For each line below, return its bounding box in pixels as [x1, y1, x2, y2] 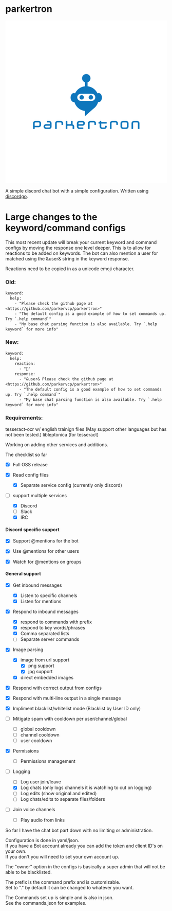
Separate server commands [20, 636, 80, 642]
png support [28, 662, 55, 669]
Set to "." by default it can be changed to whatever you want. [5, 884, 134, 890]
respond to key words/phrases [20, 625, 86, 631]
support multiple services [12, 492, 67, 498]
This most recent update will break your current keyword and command [5, 239, 157, 245]
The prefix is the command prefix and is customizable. [5, 879, 121, 885]
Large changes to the [5, 212, 98, 223]
